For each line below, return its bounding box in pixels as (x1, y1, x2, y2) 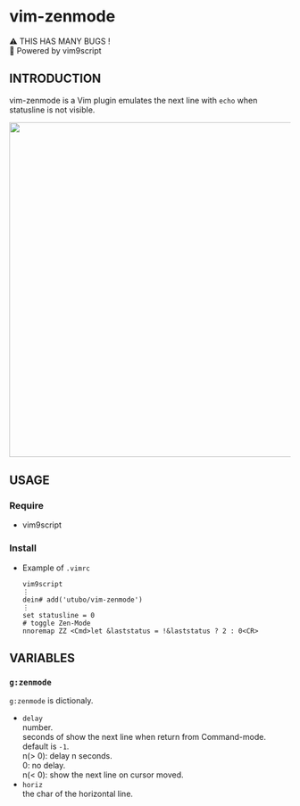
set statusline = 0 (21, 611, 96, 619)
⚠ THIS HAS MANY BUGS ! (9, 36, 111, 46)
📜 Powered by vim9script (9, 45, 102, 55)
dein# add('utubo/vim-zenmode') (21, 595, 143, 604)
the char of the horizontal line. (21, 788, 134, 800)
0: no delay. (21, 760, 66, 771)
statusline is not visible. (9, 104, 96, 115)
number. (21, 722, 54, 733)
